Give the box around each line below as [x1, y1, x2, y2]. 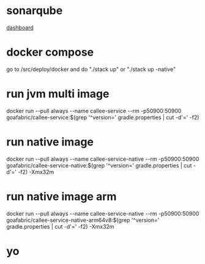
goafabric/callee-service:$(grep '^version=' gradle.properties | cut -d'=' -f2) [6, 114, 199, 121]
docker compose [6, 45, 94, 59]
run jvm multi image [6, 87, 110, 101]
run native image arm [6, 189, 117, 204]
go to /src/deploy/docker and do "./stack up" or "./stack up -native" [6, 65, 176, 73]
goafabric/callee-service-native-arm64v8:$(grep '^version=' [6, 216, 160, 224]
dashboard [6, 24, 34, 31]
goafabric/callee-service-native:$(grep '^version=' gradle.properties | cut [6, 161, 192, 169]
